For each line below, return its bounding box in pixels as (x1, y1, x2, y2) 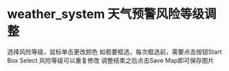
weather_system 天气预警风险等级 (7, 6, 205, 22)
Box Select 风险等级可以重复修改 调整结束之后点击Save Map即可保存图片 (7, 56, 215, 64)
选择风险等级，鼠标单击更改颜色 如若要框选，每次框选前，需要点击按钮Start (7, 48, 222, 56)
